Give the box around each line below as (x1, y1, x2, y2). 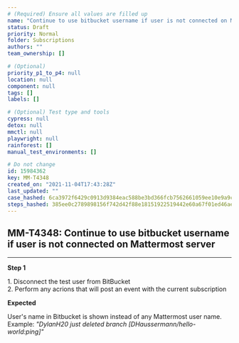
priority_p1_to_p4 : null (7, 69, 81, 77)
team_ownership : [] (7, 50, 65, 58)
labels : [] (7, 96, 40, 103)
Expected (7, 299, 37, 307)
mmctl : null (7, 129, 43, 136)
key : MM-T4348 (7, 175, 50, 182)
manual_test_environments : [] (7, 148, 97, 156)
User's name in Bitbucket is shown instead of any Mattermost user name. (7, 312, 222, 321)
